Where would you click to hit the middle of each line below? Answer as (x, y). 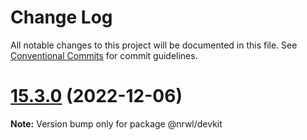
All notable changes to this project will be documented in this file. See (154, 45)
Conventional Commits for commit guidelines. (104, 55)
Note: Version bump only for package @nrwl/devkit (116, 123)
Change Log (61, 17)
